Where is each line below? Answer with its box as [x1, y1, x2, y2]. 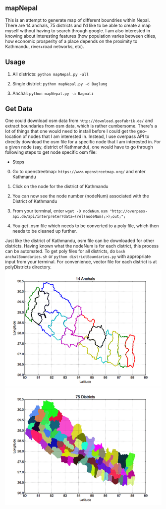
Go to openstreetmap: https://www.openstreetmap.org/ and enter [12, 169, 146, 175]
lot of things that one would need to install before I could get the [5, 128, 136, 134]
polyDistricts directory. [5, 264, 52, 270]
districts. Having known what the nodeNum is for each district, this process [5, 243, 159, 249]
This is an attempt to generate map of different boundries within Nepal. [5, 17, 150, 23]
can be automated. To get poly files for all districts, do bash [5, 248, 125, 254]
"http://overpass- [110, 209, 148, 214]
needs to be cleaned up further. [12, 228, 77, 234]
